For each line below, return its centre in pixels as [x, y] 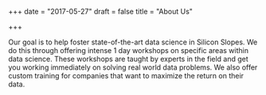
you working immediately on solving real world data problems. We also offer [133, 67]
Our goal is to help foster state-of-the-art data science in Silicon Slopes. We [133, 42]
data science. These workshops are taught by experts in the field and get [128, 59]
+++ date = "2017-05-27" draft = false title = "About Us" [101, 11]
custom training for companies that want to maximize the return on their [126, 76]
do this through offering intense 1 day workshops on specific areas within [129, 50]
